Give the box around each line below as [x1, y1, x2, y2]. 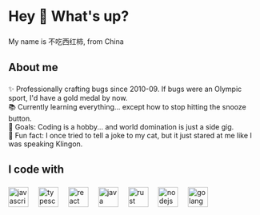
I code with [8, 162, 65, 176]
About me [8, 60, 58, 74]
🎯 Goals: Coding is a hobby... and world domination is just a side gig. [8, 122, 234, 132]
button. [8, 113, 32, 123]
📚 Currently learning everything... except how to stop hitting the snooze [8, 102, 246, 112]
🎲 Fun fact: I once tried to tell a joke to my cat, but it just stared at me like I [8, 131, 252, 141]
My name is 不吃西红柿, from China [8, 37, 124, 46]
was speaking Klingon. [8, 139, 83, 149]
